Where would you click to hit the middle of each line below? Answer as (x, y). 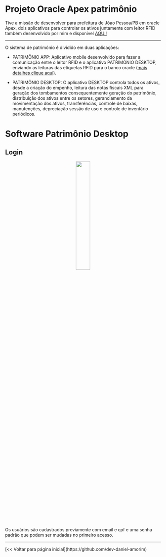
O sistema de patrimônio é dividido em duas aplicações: (62, 47)
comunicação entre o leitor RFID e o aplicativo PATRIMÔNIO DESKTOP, (84, 62)
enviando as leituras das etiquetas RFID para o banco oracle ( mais (80, 67)
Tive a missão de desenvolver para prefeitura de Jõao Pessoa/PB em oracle (82, 23)
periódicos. (24, 114)
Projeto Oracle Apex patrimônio (71, 9)
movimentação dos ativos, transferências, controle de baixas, (75, 103)
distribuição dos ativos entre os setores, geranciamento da (72, 98)
